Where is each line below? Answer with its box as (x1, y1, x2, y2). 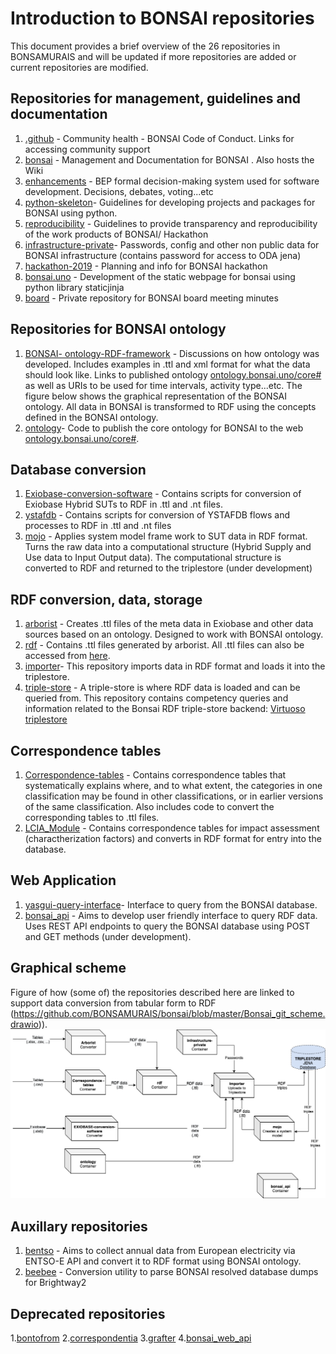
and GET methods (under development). (24, 930, 192, 942)
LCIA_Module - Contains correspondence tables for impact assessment (24, 822, 320, 834)
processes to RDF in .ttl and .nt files (24, 520, 172, 532)
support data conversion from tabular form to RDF (10, 997, 217, 1009)
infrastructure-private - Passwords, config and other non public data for (24, 238, 320, 251)
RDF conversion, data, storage (10, 591, 203, 608)
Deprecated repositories (10, 1305, 166, 1322)
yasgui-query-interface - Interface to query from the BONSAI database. (24, 898, 318, 911)
